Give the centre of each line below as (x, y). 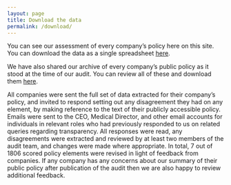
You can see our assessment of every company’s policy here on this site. (111, 46)
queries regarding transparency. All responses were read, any (95, 131)
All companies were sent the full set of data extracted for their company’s (111, 95)
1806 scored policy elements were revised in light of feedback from (103, 153)
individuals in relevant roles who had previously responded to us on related (114, 124)
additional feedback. (36, 175)
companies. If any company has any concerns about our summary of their (112, 161)
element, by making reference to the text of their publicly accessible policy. (114, 109)
